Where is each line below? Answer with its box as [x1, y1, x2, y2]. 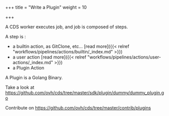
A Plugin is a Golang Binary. [5, 75, 63, 80]
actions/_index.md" [12, 60, 53, 65]
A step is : [5, 34, 26, 39]
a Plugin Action [12, 65, 45, 71]
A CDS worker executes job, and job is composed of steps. [5, 24, 128, 30]
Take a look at [5, 84, 34, 90]
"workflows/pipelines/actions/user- [87, 54, 161, 60]
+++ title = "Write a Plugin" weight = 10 [5, 5, 87, 10]
